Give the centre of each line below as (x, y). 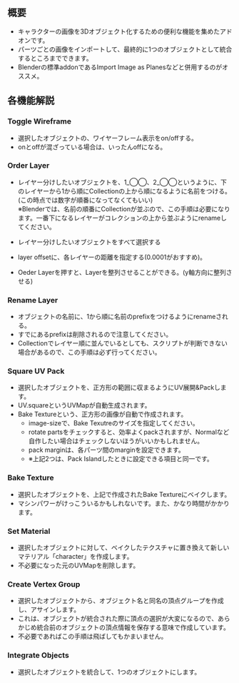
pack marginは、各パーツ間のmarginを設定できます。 (106, 450)
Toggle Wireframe (39, 121)
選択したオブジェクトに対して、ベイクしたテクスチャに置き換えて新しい (123, 547)
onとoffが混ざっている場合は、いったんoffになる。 (92, 147)
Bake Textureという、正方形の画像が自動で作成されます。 (102, 414)
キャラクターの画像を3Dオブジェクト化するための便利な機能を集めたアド (125, 31)
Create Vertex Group (44, 584)
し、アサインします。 (49, 609)
